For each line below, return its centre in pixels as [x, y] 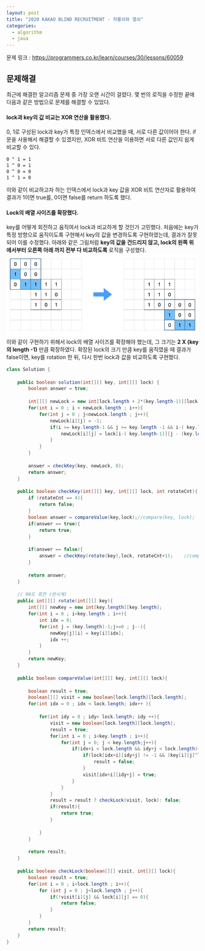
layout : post [23, 13]
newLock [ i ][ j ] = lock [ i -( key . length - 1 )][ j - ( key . [128, 434]
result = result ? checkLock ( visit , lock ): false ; [116, 800]
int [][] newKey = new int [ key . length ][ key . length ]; [95, 608]
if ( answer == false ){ [56, 550]
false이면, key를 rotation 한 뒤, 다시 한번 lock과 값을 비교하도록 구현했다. [93, 357]
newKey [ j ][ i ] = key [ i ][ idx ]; [87, 633]
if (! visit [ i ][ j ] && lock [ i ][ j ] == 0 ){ [99, 897]
